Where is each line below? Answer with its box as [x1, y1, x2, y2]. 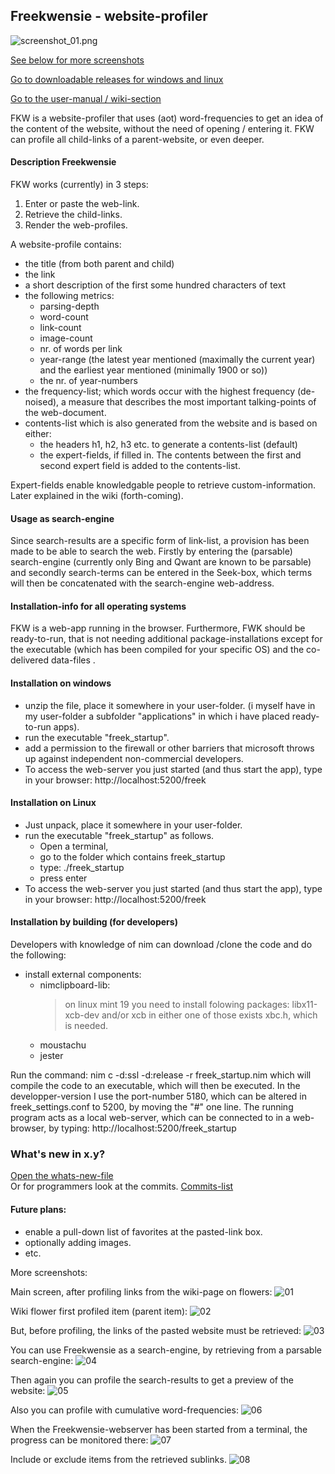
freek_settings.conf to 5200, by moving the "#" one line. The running [10, 1101, 294, 1113]
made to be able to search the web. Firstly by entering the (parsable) [10, 545, 293, 558]
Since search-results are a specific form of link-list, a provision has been [10, 535, 310, 547]
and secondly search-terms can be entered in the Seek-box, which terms [10, 567, 313, 579]
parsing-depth [39, 300, 100, 313]
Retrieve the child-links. [24, 209, 123, 221]
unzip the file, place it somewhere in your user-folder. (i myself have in [24, 699, 316, 711]
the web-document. [24, 407, 107, 419]
